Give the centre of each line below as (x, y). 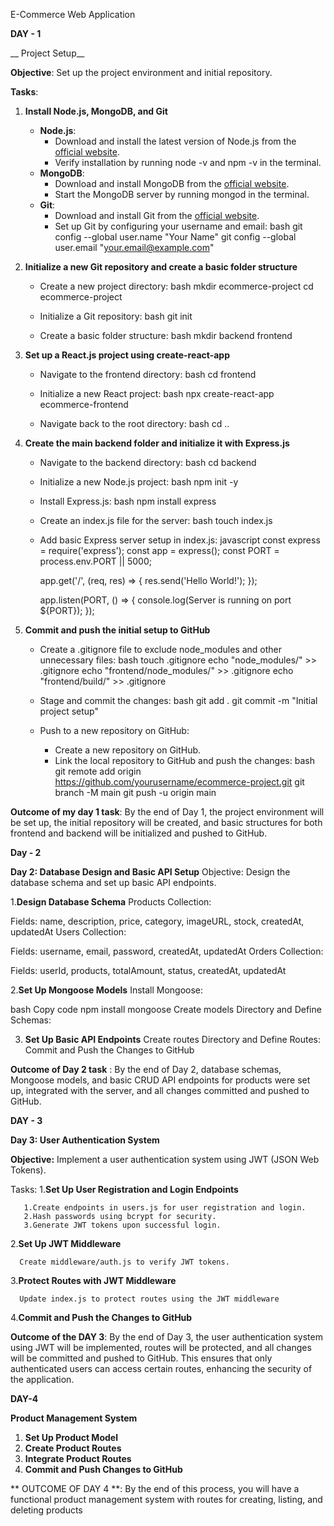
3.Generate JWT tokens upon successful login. (122, 1225)
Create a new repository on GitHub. (128, 750)
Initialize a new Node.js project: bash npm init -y (139, 482)
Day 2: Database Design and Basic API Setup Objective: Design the (150, 872)
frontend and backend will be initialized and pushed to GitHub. (139, 833)
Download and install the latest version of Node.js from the (175, 141)
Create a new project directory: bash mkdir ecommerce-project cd (176, 286)
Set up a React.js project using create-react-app (127, 355)
